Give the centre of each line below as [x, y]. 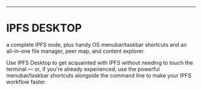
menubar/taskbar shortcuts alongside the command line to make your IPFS [99, 75]
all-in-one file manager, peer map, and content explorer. [76, 51]
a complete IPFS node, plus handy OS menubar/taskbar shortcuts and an [96, 44]
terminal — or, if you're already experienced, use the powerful [83, 69]
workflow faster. [26, 82]
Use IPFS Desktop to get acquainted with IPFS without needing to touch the [100, 62]
